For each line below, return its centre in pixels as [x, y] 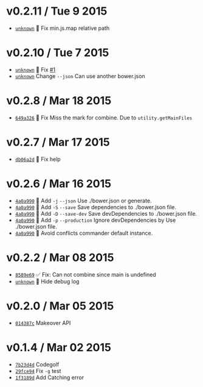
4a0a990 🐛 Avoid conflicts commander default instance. [84, 233]
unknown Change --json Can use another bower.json [80, 76]
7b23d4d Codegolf [37, 364]
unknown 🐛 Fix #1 [35, 69]
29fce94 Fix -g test [38, 371]
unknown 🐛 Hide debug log [47, 281]
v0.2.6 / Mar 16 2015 [59, 183]
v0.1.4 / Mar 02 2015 [59, 347]
